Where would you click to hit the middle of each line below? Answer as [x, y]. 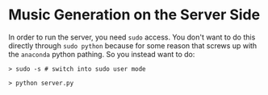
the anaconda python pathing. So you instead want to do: [102, 54]
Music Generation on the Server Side [134, 15]
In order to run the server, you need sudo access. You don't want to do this [132, 37]
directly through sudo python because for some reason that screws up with [133, 45]
